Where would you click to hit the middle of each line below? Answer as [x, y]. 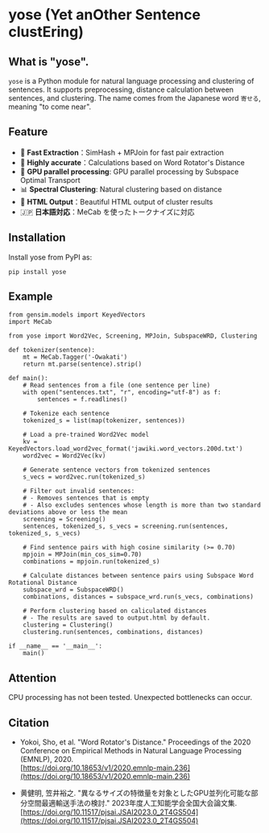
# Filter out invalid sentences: [79, 491]
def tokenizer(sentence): [52, 350]
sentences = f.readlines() [83, 400]
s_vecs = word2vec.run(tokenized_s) [85, 477]
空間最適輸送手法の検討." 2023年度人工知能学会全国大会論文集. [132, 803]
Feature [28, 132]
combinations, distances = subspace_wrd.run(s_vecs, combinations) [138, 597]
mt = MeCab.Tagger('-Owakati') [75, 357]
